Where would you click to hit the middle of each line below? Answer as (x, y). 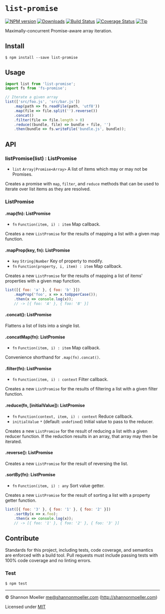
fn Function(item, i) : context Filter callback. (60, 380)
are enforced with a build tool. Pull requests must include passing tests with (82, 555)
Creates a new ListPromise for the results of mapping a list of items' (74, 276)
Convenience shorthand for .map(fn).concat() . (53, 358)
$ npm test (16, 583)
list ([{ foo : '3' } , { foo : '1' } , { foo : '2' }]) (58, 510)
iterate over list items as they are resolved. (48, 189)
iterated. (14, 441)
